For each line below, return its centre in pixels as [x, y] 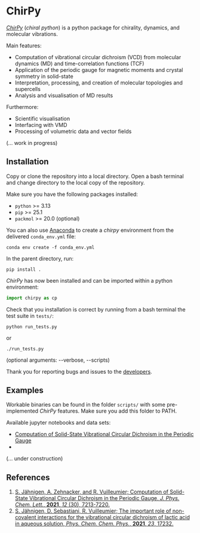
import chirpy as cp [32, 298]
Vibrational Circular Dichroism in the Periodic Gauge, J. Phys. [104, 498]
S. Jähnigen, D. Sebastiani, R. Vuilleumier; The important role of [93, 511]
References [28, 477]
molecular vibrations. [32, 34]
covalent [25, 517]
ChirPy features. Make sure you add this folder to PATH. [108, 411]
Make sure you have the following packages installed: [72, 194]
